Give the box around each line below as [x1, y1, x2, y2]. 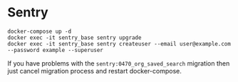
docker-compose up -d [7, 28, 72, 35]
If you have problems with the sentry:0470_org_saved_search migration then [7, 58, 230, 68]
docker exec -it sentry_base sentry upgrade [7, 34, 142, 41]
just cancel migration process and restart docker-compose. [7, 66, 182, 75]
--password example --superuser [7, 46, 103, 53]
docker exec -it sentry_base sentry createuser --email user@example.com [7, 40, 232, 47]
